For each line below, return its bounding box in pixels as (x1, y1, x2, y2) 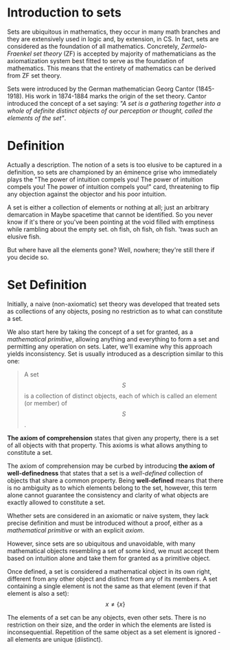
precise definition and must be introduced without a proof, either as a (7, 519, 203, 527)
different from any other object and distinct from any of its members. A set (7, 574, 218, 583)
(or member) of (23, 399, 67, 407)
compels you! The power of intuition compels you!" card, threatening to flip (7, 182, 220, 190)
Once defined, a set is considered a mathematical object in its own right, (7, 567, 212, 575)
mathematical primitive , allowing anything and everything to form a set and (7, 335, 220, 343)
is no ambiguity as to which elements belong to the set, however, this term (7, 483, 218, 492)
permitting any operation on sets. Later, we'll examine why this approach (7, 342, 213, 350)
